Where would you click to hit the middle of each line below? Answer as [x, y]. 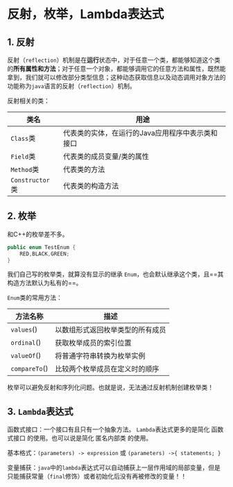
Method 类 [25, 169]
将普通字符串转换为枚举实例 [100, 356]
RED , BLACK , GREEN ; [45, 254]
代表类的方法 [84, 169]
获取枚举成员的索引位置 [93, 343]
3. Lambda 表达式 [40, 411]
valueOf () [26, 356]
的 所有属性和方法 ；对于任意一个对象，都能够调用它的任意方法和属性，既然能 [116, 69]
